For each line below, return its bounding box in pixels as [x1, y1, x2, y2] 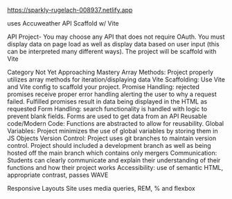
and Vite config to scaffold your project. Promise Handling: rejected [7, 83, 199, 91]
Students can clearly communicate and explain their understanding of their [7, 156, 221, 164]
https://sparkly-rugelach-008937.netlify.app [7, 6, 133, 14]
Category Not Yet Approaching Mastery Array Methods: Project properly [7, 68, 213, 76]
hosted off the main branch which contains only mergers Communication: [7, 149, 217, 157]
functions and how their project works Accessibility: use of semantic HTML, [7, 164, 224, 171]
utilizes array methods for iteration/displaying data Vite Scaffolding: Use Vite [7, 75, 225, 84]
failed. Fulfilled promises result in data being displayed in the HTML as [7, 97, 208, 106]
